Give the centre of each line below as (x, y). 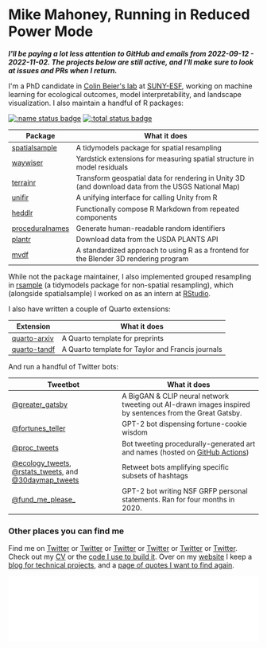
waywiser (27, 163)
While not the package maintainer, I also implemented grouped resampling (130, 276)
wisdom (135, 432)
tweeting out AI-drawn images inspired (186, 404)
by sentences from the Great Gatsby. (182, 413)
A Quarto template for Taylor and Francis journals (142, 349)
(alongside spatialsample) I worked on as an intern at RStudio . (110, 293)
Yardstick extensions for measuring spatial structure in (165, 158)
